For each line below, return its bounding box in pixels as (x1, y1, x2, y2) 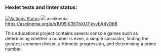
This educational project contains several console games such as (5, 30, 138, 36)
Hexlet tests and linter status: (5, 4, 78, 11)
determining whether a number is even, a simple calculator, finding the (5, 36, 149, 42)
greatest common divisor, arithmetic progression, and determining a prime (5, 41, 157, 47)
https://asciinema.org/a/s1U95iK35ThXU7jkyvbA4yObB (5, 21, 118, 27)
